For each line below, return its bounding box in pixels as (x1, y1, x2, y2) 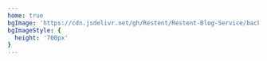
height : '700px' (14, 33, 69, 42)
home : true (7, 11, 44, 20)
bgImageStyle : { (7, 26, 61, 34)
